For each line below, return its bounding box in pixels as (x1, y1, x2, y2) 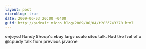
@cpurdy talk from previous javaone (5, 39, 78, 45)
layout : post (5, 7, 32, 12)
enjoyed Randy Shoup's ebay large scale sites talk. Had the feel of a (5, 34, 142, 39)
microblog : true (5, 12, 38, 16)
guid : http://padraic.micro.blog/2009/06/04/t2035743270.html (5, 20, 134, 25)
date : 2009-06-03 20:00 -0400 (5, 16, 67, 21)
